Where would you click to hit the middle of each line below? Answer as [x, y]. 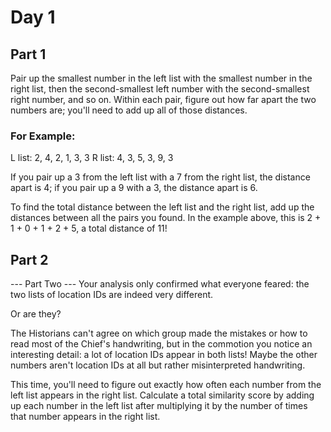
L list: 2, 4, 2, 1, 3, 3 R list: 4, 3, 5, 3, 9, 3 [92, 158]
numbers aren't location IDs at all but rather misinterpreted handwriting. [158, 365]
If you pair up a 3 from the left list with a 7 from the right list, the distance [160, 177]
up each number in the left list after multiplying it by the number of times [159, 406]
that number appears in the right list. [85, 417]
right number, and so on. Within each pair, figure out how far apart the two [163, 99]
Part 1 [28, 54]
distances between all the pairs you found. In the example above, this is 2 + [166, 218]
